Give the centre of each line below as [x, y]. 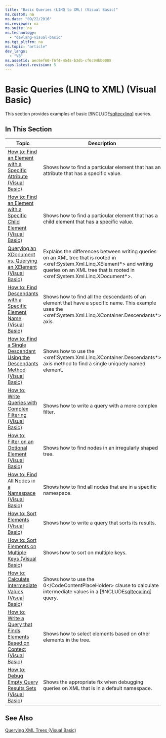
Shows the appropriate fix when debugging [93, 682]
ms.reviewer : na [22, 24]
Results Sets [22, 688]
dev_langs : [16, 51]
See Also [19, 718]
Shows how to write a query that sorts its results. [100, 522]
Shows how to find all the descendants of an [95, 296]
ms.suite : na [19, 28]
